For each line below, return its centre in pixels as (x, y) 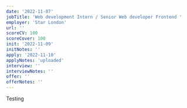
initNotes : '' (23, 50)
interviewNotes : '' (30, 71)
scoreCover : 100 (26, 39)
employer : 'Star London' (36, 22)
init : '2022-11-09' (30, 44)
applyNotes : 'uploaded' (35, 60)
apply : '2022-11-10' (31, 55)
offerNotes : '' (25, 82)
